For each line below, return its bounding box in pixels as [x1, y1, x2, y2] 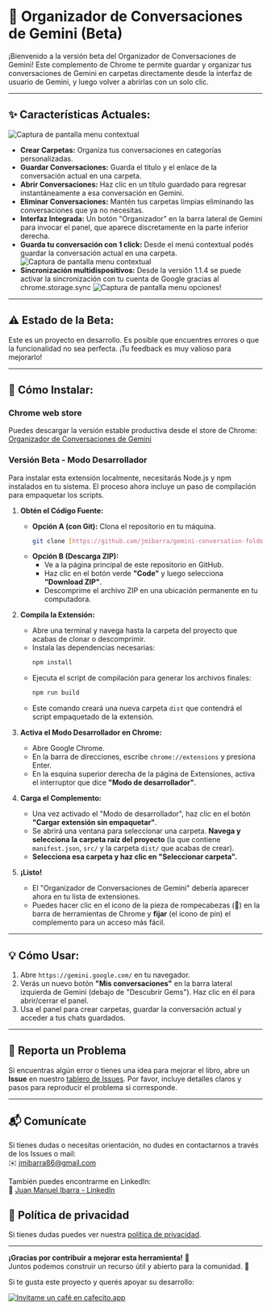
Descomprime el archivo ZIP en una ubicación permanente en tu [44, 586, 258, 596]
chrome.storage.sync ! [19, 282, 222, 292]
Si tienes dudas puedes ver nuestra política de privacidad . [8, 1230, 202, 1240]
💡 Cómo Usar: [8, 949, 80, 962]
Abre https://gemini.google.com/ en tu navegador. [19, 970, 190, 979]
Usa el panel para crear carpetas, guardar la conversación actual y [19, 1004, 242, 1013]
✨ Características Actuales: [8, 108, 151, 122]
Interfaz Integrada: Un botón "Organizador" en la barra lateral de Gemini [19, 213, 263, 223]
